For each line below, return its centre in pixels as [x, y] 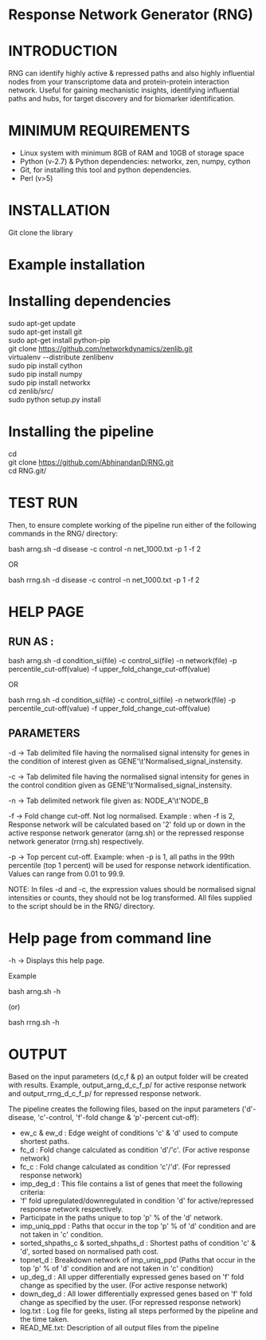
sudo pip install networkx [49, 383]
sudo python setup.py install [55, 399]
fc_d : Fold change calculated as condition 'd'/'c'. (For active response [135, 1149]
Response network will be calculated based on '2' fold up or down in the [127, 824]
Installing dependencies [90, 301]
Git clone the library [41, 232]
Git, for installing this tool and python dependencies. [106, 170]
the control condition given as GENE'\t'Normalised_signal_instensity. [120, 785]
